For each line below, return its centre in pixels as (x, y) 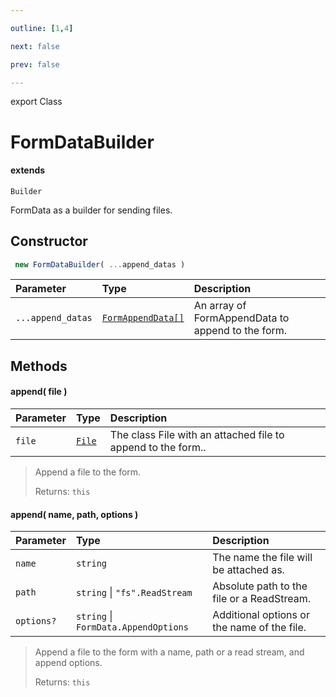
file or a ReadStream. (262, 599)
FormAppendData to (241, 318)
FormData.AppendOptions (132, 627)
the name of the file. (259, 628)
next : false (35, 46)
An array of (220, 306)
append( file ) (39, 392)
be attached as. (248, 570)
